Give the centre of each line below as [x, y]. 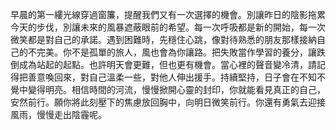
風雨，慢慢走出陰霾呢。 [58, 114]
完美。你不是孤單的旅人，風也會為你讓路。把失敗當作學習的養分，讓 [176, 52]
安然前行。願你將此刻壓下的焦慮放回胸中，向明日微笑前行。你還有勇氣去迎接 [168, 102]
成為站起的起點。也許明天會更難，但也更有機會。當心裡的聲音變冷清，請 [167, 64]
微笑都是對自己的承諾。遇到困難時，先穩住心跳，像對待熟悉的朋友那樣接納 [163, 39]
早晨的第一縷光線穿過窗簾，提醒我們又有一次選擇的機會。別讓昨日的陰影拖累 [168, 14]
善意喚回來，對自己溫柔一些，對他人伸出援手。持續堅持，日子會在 [163, 77]
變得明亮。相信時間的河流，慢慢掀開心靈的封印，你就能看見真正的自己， [176, 89]
